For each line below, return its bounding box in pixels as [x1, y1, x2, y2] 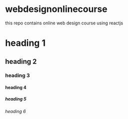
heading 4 [5, 85, 27, 91]
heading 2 [5, 57, 37, 66]
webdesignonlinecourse [5, 3, 108, 15]
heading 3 [5, 72, 30, 79]
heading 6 [5, 109, 26, 114]
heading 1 [5, 37, 46, 49]
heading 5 [5, 96, 27, 102]
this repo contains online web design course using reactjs [5, 20, 123, 26]
